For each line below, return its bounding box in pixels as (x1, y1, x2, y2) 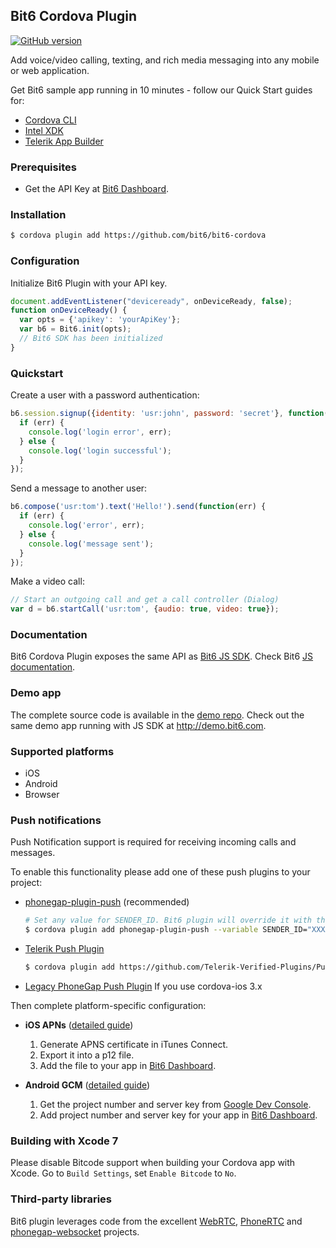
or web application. (10, 64, 90, 76)
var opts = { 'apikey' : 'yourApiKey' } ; (19, 315, 182, 325)
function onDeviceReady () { (10, 305, 128, 316)
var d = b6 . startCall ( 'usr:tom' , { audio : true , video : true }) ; (10, 604, 280, 614)
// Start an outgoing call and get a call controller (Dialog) (10, 595, 280, 605)
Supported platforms (10, 744, 115, 758)
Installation (10, 208, 67, 222)
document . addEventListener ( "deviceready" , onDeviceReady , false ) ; (10, 296, 293, 306)
